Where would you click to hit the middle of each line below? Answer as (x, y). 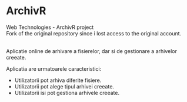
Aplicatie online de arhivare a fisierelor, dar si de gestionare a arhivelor (92, 51)
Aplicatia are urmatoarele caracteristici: (54, 68)
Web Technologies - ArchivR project (50, 27)
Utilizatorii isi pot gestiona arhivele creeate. (67, 93)
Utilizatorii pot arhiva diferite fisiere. (58, 80)
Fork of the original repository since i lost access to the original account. (94, 33)
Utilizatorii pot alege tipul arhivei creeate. (64, 86)
